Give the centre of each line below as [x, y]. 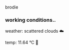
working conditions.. [31, 20]
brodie [12, 7]
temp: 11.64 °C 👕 [22, 43]
